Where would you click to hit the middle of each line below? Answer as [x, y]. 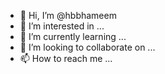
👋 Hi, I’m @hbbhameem [68, 15]
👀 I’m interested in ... [62, 26]
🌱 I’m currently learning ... [73, 36]
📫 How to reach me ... [66, 58]
